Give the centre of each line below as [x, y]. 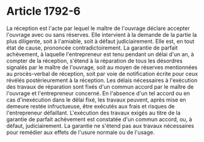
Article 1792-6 [43, 11]
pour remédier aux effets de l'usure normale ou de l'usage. [81, 132]
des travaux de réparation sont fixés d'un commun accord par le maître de [100, 86]
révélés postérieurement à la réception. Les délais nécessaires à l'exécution [102, 80]
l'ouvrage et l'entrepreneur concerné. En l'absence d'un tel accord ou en [98, 93]
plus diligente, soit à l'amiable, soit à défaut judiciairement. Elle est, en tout [100, 41]
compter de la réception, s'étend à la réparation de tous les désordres [94, 61]
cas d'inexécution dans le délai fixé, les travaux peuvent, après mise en [96, 100]
